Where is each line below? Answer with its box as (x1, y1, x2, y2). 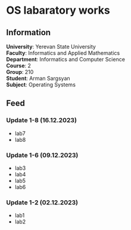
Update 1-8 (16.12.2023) (6, 116, 77, 125)
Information (6, 27, 51, 38)
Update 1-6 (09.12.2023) (6, 151, 79, 159)
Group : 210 (6, 69, 34, 75)
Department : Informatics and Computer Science (6, 56, 125, 63)
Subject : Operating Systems (6, 81, 76, 88)
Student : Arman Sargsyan (6, 75, 70, 82)
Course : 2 (6, 62, 32, 69)
